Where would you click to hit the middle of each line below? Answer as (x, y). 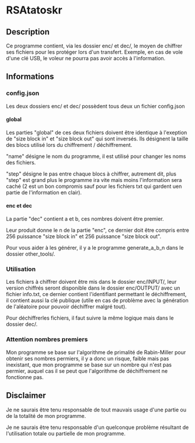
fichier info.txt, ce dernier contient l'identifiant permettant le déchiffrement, (96, 294)
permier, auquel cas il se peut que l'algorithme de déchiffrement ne (87, 371)
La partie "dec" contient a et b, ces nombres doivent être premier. (85, 219)
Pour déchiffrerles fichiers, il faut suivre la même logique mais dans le (90, 318)
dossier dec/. (22, 324)
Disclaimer (26, 396)
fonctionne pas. (25, 377)
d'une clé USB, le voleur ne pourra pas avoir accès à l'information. (86, 58)
